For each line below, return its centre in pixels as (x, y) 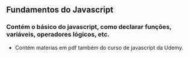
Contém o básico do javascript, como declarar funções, (89, 27)
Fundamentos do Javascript (60, 10)
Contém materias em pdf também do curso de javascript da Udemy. (99, 47)
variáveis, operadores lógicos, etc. (58, 34)
